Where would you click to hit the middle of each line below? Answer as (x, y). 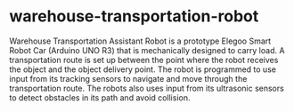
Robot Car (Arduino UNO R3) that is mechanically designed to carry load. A (147, 50)
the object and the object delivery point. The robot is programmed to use (143, 69)
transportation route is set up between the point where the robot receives (144, 60)
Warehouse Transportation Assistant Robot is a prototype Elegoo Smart (140, 41)
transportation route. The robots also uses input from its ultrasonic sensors (147, 88)
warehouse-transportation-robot (134, 16)
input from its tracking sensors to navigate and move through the (128, 78)
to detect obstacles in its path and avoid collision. (100, 97)
